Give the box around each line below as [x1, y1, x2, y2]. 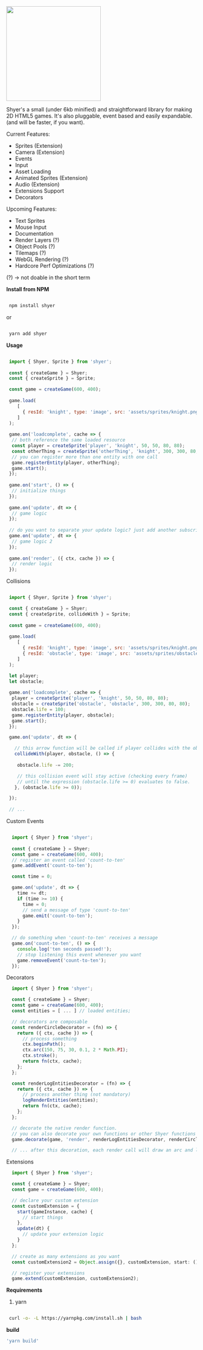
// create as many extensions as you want [11, 1253, 120, 1259]
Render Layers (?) [14, 236, 60, 243]
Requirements [6, 1286, 43, 1294]
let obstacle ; [8, 678, 45, 684]
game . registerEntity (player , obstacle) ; [11, 712, 115, 718]
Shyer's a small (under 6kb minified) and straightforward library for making [6, 106, 192, 113]
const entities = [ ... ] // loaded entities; [11, 1008, 131, 1014]
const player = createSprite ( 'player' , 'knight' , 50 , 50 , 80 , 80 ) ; [11, 443, 185, 449]
